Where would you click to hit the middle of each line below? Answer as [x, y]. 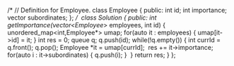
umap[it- [210, 32]
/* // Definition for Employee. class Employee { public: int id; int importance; [117, 10]
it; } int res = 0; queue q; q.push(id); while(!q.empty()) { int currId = [124, 40]
